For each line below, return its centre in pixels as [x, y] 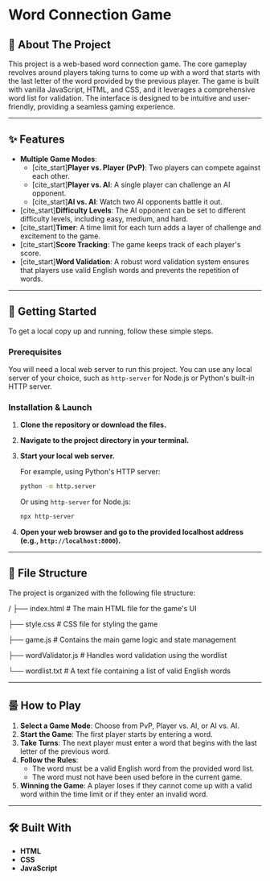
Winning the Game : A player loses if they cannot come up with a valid [136, 785]
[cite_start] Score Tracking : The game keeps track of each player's [130, 244]
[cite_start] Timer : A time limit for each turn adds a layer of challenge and [140, 227]
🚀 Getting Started [53, 312]
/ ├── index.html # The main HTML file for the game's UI [102, 608]
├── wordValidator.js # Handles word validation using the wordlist [118, 655]
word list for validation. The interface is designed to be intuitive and [120, 98]
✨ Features [37, 140]
